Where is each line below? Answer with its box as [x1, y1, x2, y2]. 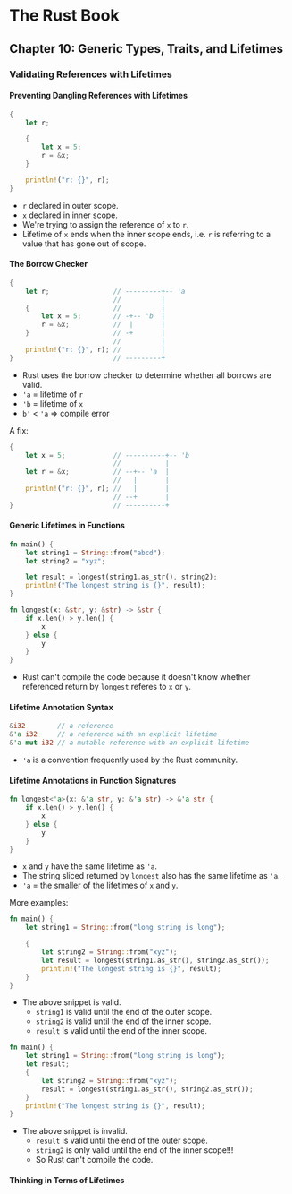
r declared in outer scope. [21, 200, 119, 210]
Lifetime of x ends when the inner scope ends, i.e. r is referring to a [21, 228, 271, 239]
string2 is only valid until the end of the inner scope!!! [35, 1145, 234, 1155]
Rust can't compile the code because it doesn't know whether [21, 672, 251, 683]
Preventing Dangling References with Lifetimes [9, 90, 188, 101]
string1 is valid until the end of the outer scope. [35, 1007, 213, 1018]
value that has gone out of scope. [21, 238, 146, 249]
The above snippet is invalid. [21, 1126, 128, 1137]
